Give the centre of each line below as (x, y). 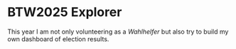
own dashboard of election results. (58, 38)
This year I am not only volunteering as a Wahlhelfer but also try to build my (118, 31)
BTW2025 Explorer (65, 12)
